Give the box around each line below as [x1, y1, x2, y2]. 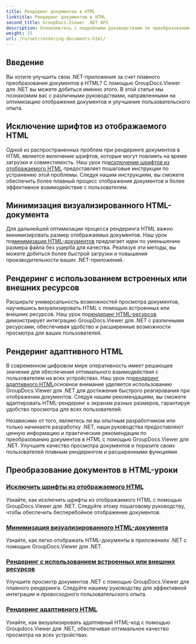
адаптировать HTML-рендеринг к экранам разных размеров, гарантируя [6, 400, 190, 407]
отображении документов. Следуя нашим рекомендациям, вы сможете [6, 393, 187, 400]
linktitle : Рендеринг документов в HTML [6, 14, 106, 20]
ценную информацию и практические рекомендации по [6, 430, 147, 437]
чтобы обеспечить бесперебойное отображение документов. [6, 508, 161, 515]
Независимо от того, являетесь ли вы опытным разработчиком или [6, 417, 176, 424]
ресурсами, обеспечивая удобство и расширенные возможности [6, 323, 171, 331]
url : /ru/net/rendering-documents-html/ [6, 36, 106, 42]
